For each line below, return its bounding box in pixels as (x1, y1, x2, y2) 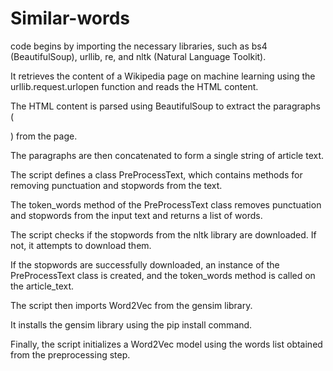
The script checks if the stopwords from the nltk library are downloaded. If (10, 228, 317, 241)
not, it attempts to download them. (10, 239, 152, 251)
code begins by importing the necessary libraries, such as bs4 (10, 40, 268, 52)
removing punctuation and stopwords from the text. (10, 179, 223, 191)
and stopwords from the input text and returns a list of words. (10, 209, 263, 221)
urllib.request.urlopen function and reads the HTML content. (10, 80, 259, 92)
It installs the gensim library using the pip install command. (10, 318, 253, 331)
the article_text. (10, 280, 75, 292)
